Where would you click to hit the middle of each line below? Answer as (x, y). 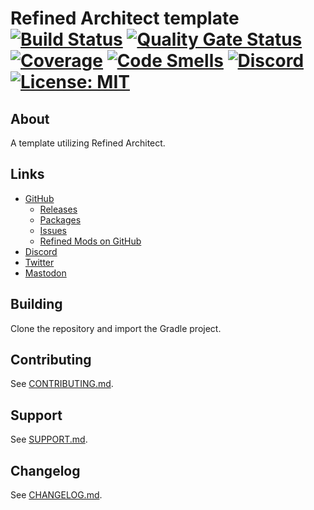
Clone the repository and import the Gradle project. (116, 328)
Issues (53, 230)
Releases (58, 209)
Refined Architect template (125, 18)
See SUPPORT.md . (49, 439)
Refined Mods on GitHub (90, 241)
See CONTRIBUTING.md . (62, 384)
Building (36, 304)
